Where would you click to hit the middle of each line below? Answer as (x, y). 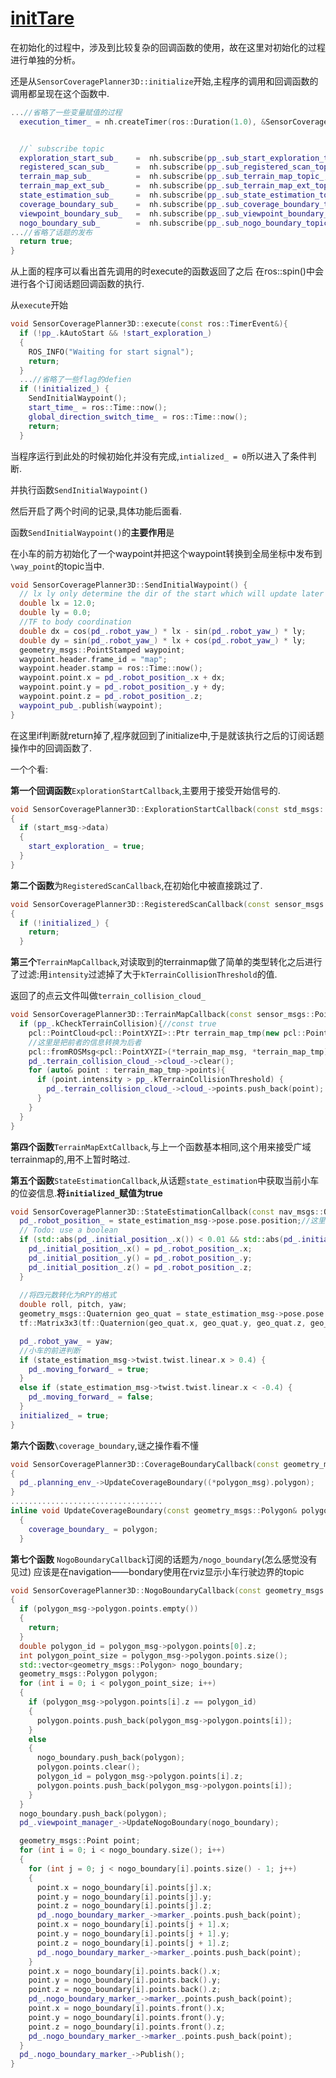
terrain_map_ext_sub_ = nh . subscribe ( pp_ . (122, 186)
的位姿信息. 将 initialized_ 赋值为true (86, 1193)
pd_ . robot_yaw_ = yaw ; (66, 1341)
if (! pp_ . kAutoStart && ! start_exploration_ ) (116, 333)
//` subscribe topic (62, 148)
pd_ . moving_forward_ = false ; (91, 1397)
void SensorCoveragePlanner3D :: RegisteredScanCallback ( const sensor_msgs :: (171, 904)
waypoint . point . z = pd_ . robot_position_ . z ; (111, 697)
